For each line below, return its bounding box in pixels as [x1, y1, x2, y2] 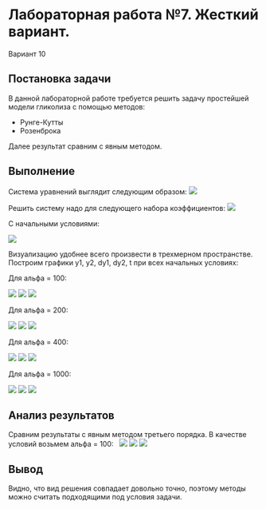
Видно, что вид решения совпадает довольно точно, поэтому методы [8, 483, 247, 493]
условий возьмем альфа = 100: [8, 439, 114, 449]
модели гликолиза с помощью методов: [8, 101, 146, 111]
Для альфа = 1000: [8, 369, 72, 379]
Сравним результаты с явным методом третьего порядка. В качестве [8, 430, 247, 439]
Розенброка [19, 125, 61, 135]
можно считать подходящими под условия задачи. [8, 492, 182, 502]
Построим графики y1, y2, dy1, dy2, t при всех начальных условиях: [8, 257, 239, 267]
